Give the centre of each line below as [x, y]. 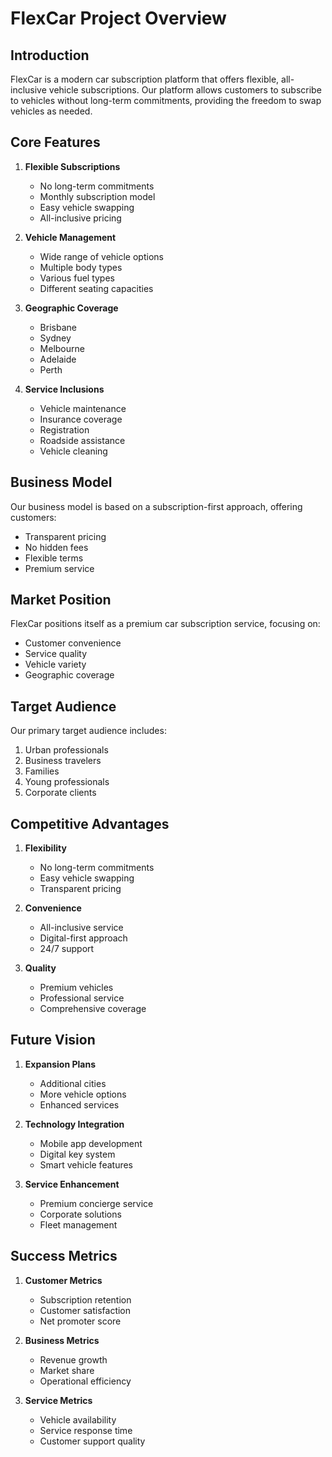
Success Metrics [64, 1256]
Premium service [59, 568]
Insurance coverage [81, 419]
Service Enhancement [72, 1184]
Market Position [61, 600]
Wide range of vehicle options [101, 256]
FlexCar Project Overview [118, 18]
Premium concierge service [96, 1203]
